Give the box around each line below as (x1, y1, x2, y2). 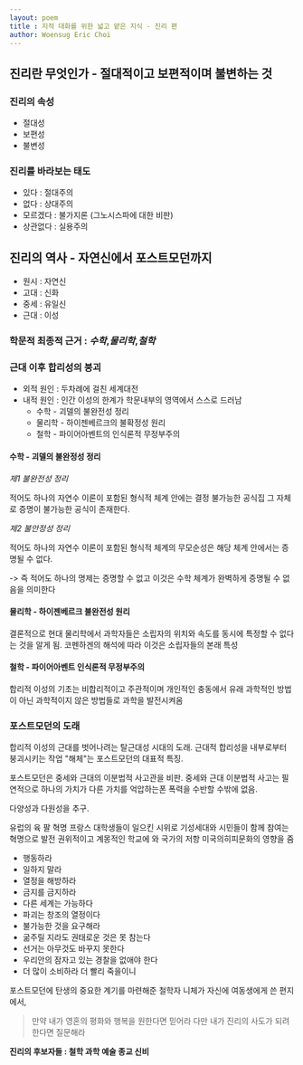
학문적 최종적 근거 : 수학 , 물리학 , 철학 (9, 335, 156, 347)
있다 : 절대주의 (22, 187, 74, 198)
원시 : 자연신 (22, 276, 67, 287)
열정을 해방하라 (22, 875, 77, 887)
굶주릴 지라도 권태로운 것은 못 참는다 (22, 932, 151, 943)
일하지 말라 (22, 864, 62, 875)
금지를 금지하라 (22, 887, 77, 898)
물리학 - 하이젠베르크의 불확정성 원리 (35, 417, 166, 428)
